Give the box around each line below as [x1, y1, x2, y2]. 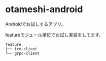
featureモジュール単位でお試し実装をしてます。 [5, 32, 104, 38]
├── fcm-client [5, 46, 38, 51]
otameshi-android [5, 4, 83, 15]
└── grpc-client [5, 51, 40, 56]
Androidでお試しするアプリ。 [5, 21, 66, 27]
